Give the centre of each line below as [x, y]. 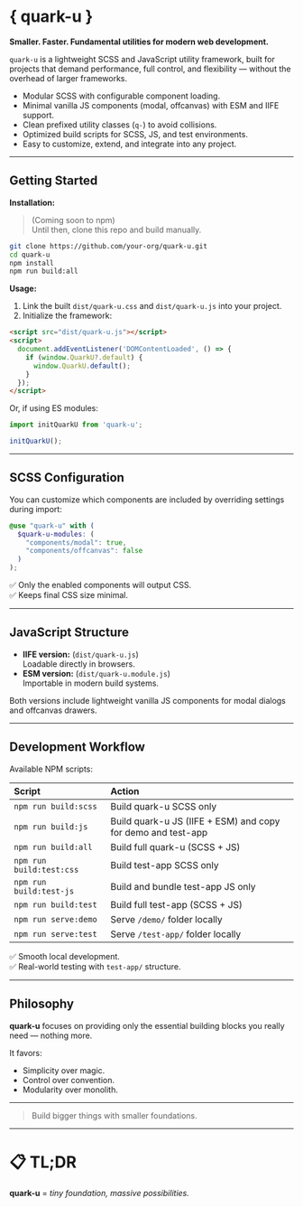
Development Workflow [78, 747]
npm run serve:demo [55, 919]
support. [38, 115]
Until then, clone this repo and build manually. [116, 229]
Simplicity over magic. [64, 1070]
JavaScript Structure [69, 633]
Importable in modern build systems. [91, 683]
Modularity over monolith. [70, 1090]
